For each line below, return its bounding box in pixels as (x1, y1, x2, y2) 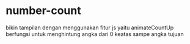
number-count (5, 4, 81, 18)
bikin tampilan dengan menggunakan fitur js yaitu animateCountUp (5, 24, 174, 31)
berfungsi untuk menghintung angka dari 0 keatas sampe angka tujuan (5, 30, 184, 37)
